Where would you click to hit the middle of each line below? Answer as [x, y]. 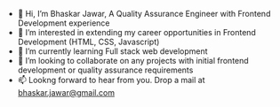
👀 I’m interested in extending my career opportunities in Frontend [136, 32]
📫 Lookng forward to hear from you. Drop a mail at [112, 80]
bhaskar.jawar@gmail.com [66, 92]
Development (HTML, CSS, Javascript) [88, 42]
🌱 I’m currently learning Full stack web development [112, 51]
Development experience [64, 23]
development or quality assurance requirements [105, 70]
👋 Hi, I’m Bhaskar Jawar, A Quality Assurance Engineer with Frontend [144, 14]
